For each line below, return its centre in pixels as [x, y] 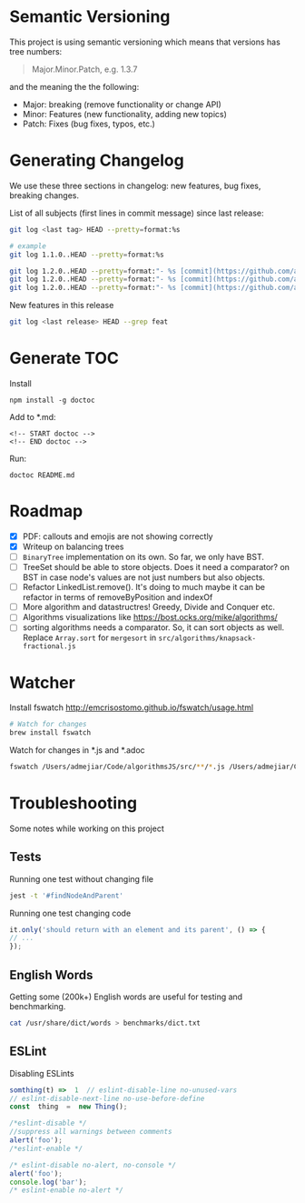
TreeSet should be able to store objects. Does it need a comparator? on [156, 567]
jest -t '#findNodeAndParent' [67, 896]
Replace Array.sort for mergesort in [89, 637]
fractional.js [49, 647]
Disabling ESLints [42, 1073]
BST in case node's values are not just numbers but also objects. [144, 577]
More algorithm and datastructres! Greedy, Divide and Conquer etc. [148, 607]
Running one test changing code [70, 913]
